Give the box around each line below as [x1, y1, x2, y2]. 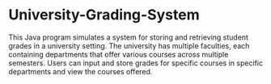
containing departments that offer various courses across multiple [8, 49, 229, 59]
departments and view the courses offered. [8, 66, 153, 76]
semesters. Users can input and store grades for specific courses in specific [8, 58, 264, 68]
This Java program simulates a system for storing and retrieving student [8, 32, 249, 42]
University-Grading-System [8, 6, 200, 24]
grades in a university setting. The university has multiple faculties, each [8, 40, 250, 50]
